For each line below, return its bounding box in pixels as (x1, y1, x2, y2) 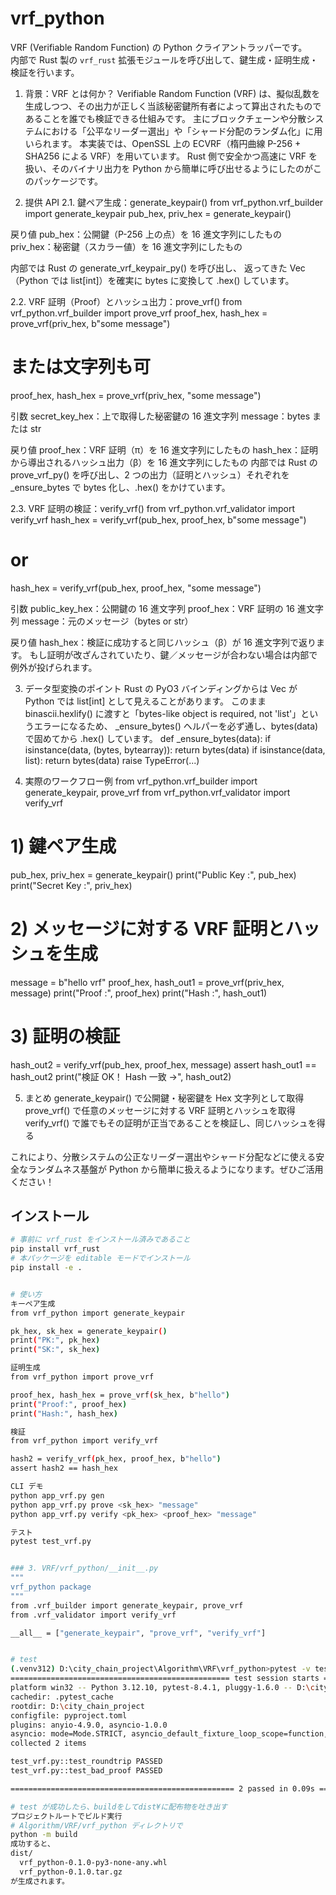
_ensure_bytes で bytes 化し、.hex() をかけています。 (10, 481, 231, 493)
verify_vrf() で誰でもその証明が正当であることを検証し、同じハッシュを (24, 1117, 317, 1129)
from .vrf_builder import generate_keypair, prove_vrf (10, 1600, 244, 1611)
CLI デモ (10, 1482, 44, 1492)
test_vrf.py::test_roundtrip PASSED (10, 1757, 163, 1767)
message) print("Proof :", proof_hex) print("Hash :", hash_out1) (10, 987, 268, 999)
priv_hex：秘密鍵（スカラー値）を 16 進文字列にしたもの (10, 240, 243, 252)
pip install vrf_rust (10, 1244, 101, 1254)
